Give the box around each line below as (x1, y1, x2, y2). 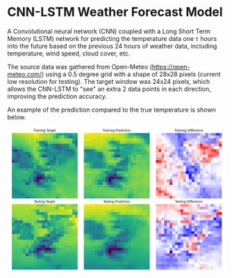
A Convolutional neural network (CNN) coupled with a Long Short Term (7, 27, 210, 35)
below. (7, 112, 26, 121)
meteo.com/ (7, 70, 42, 78)
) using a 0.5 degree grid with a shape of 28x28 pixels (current (41, 70, 221, 78)
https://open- (151, 62, 190, 71)
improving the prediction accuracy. (7, 92, 107, 101)
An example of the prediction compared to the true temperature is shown (7, 105, 217, 114)
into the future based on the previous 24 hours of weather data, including (7, 42, 217, 50)
